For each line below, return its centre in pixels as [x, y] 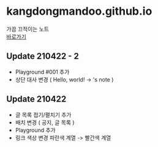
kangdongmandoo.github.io [79, 11]
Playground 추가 [36, 130]
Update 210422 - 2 [43, 56]
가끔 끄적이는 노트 [28, 29]
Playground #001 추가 [42, 72]
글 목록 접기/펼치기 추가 [43, 115]
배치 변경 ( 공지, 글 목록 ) [45, 122]
